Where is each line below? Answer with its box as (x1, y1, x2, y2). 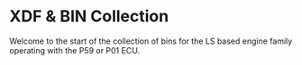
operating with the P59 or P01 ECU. (9, 45, 141, 55)
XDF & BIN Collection (9, 6, 169, 27)
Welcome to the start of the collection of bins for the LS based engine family (9, 36, 293, 46)
